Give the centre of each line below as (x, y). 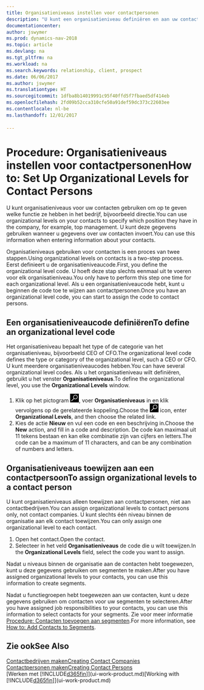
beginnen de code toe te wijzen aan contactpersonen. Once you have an (96, 291)
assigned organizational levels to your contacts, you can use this (87, 577)
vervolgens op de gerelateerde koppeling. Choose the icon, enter (101, 410)
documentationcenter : (34, 25)
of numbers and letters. (44, 449)
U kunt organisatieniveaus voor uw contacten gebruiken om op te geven (97, 208)
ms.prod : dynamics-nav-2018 (42, 39)
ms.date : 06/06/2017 (32, 77)
